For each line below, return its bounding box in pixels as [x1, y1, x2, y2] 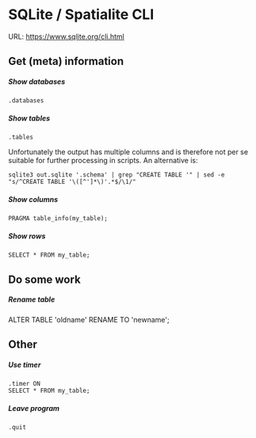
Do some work [8, 272, 81, 286]
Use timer [8, 360, 41, 369]
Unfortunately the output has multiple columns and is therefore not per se [8, 147, 248, 157]
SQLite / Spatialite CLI [8, 6, 155, 24]
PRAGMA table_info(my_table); [8, 215, 109, 223]
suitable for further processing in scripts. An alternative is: [8, 156, 198, 166]
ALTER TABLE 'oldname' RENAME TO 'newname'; [8, 314, 170, 324]
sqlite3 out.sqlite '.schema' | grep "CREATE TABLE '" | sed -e [8, 171, 225, 179]
